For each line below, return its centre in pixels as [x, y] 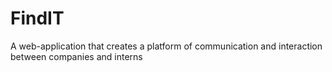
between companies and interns [76, 56]
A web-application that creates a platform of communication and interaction [166, 46]
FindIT [37, 18]
